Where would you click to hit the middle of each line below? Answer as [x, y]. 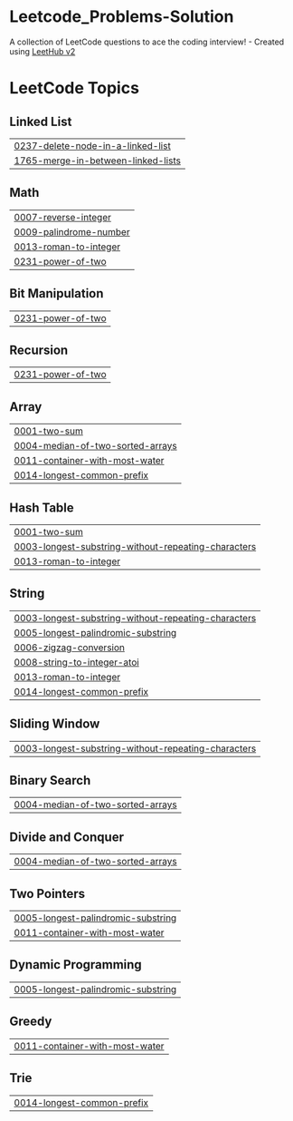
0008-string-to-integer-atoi [77, 662]
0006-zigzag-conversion [69, 648]
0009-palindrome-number [72, 231]
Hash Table [42, 507]
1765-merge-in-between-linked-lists [97, 161]
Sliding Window [55, 724]
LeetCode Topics [75, 88]
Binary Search [50, 780]
